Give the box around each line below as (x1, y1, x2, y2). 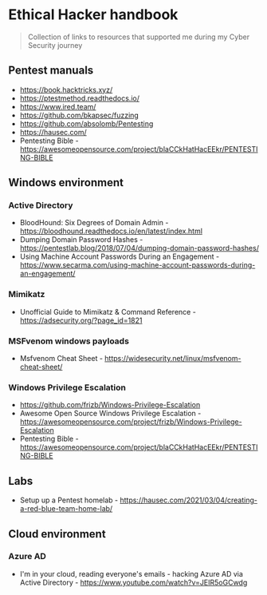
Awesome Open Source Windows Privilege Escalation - (19, 409, 202, 418)
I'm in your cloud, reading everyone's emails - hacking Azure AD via (19, 569, 243, 578)
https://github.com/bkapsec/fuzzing (19, 110, 139, 120)
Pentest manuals (8, 64, 94, 77)
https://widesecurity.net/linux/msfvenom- (104, 354, 241, 363)
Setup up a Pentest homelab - (19, 495, 119, 505)
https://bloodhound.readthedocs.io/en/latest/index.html (19, 226, 203, 236)
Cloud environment (8, 527, 106, 541)
